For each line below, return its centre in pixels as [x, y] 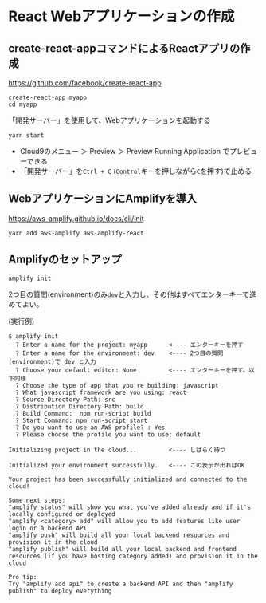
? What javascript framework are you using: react [101, 392]
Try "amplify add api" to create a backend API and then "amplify [121, 584]
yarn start [26, 136]
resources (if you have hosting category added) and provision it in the [133, 556]
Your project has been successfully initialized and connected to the [128, 479]
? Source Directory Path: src [65, 400]
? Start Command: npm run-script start [82, 420]
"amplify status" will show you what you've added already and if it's [129, 507]
